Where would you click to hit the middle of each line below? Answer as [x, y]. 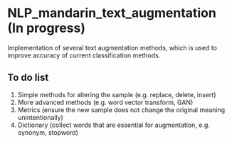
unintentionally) [41, 117]
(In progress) [47, 28]
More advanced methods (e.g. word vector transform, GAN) [105, 102]
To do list [28, 78]
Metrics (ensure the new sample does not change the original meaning [121, 110]
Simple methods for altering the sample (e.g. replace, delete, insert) [117, 94]
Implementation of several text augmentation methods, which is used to [112, 48]
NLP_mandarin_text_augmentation [112, 13]
